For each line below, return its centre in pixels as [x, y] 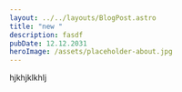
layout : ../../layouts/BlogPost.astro [83, 18]
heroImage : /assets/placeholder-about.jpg [91, 52]
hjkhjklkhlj [28, 77]
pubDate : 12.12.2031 [49, 43]
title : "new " [36, 26]
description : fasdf [46, 35]
